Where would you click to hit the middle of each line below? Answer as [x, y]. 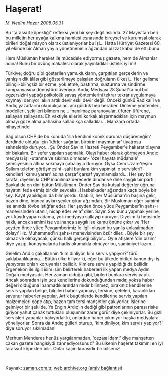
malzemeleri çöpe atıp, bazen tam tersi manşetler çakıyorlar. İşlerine [76, 301]
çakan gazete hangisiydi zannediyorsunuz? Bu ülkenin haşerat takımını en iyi [84, 343]
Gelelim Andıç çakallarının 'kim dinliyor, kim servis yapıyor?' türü [71, 253]
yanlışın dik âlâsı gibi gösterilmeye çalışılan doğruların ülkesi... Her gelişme [82, 79]
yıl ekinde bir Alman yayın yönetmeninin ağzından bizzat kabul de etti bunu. [83, 48]
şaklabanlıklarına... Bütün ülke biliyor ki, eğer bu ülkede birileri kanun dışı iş [82, 258]
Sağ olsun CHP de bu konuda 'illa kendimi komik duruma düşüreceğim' [78, 136]
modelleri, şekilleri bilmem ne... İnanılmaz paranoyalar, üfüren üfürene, [78, 111]
